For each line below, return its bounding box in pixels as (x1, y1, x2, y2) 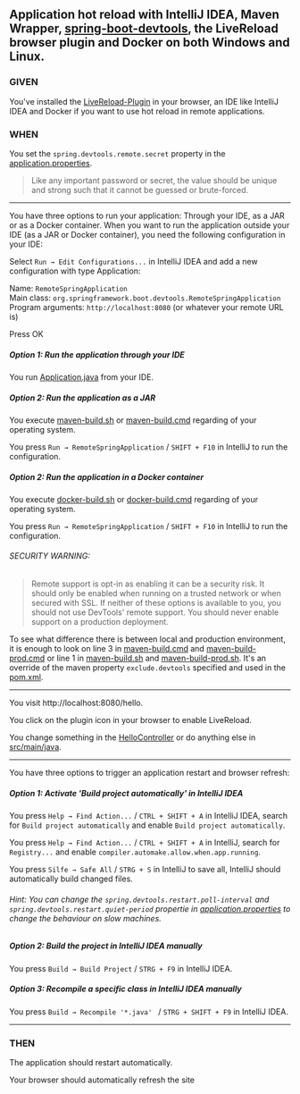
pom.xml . (9, 672, 44, 683)
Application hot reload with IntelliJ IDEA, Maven (9, 7, 279, 22)
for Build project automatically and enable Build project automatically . (9, 820, 286, 830)
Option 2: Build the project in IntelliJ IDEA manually (9, 940, 203, 951)
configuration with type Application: (9, 265, 141, 276)
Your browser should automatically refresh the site (9, 1074, 195, 1085)
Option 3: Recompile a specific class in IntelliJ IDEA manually (9, 983, 243, 995)
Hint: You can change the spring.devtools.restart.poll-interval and (9, 894, 270, 905)
